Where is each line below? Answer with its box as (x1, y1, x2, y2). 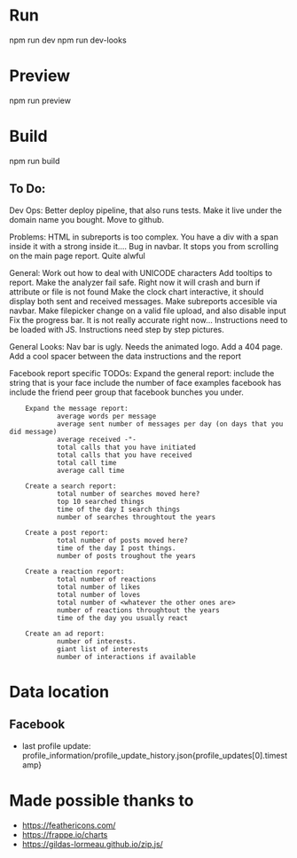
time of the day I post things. (56, 543, 176, 553)
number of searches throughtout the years (56, 512, 216, 522)
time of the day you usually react (56, 613, 189, 622)
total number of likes (56, 582, 141, 591)
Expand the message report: (25, 404, 129, 413)
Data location (9, 681, 109, 702)
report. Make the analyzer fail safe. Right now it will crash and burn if (9, 277, 261, 287)
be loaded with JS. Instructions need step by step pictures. (9, 324, 224, 335)
